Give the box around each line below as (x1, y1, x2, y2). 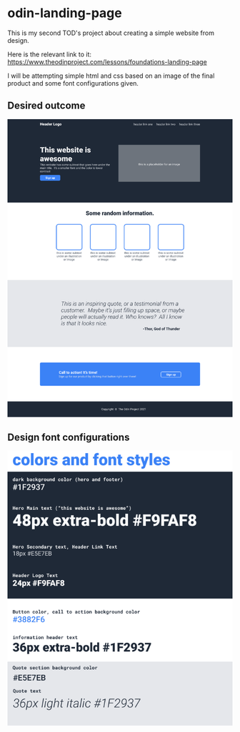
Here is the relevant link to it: (7, 50, 91, 59)
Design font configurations (7, 431, 130, 443)
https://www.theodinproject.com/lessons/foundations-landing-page (7, 57, 207, 66)
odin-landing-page (7, 5, 123, 21)
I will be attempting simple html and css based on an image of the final (7, 71, 215, 80)
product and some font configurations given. (7, 78, 139, 87)
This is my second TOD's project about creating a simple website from (7, 29, 214, 37)
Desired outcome (7, 100, 86, 112)
